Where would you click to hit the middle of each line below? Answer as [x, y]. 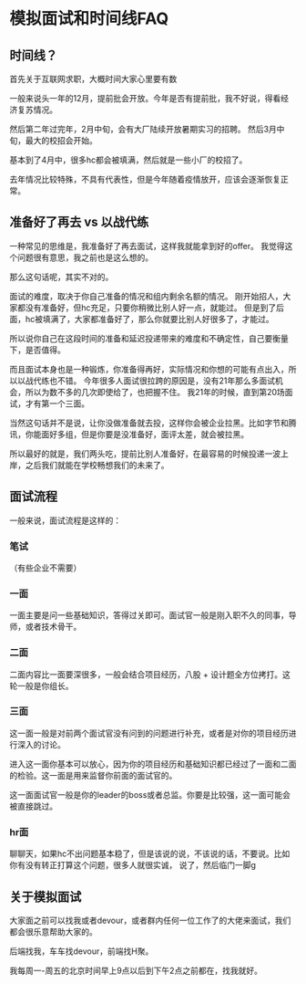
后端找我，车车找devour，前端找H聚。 [82, 951]
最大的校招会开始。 [61, 141]
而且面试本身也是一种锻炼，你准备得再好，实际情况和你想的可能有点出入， [149, 369]
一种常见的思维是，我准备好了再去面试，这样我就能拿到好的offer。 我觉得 [147, 246]
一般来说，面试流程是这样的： [65, 520]
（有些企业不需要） [46, 568]
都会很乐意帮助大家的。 [53, 931]
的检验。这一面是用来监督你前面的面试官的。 [93, 775]
